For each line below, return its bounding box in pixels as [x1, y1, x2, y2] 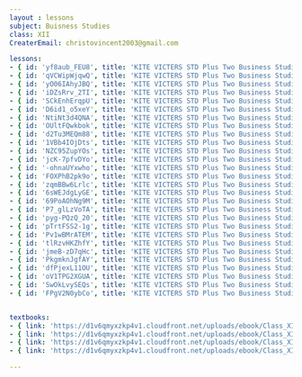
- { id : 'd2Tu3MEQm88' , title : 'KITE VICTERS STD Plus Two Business [9, 130, 271, 139]
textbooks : [9, 312, 50, 322]
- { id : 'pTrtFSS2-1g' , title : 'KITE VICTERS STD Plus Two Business [9, 221, 271, 230]
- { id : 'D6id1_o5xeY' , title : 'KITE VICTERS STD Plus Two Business [9, 104, 271, 113]
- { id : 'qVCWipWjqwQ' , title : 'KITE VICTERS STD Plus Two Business [9, 71, 271, 81]
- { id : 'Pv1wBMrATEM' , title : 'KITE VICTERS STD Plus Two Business [9, 230, 271, 239]
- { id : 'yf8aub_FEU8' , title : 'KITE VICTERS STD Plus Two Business [9, 63, 271, 72]
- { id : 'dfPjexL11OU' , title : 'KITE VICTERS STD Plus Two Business [9, 264, 271, 273]
